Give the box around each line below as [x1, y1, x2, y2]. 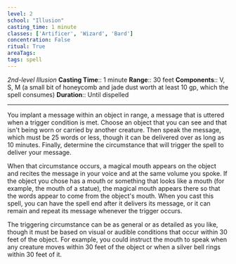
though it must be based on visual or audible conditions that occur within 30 [7, 227, 228, 236]
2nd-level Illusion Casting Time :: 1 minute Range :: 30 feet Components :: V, [7, 75, 225, 84]
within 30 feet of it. [7, 250, 62, 258]
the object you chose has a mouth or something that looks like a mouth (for [7, 177, 225, 185]
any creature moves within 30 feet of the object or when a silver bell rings [7, 242, 221, 251]
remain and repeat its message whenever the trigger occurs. [7, 206, 183, 215]
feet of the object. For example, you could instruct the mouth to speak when [7, 235, 228, 244]
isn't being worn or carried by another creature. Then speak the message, [7, 125, 221, 134]
